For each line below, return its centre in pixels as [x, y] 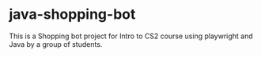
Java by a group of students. [56, 44]
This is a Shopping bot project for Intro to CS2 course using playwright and [131, 36]
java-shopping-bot [72, 14]
